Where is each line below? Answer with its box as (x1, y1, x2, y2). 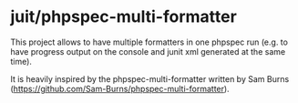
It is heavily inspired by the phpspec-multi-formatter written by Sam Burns (10, 73, 290, 84)
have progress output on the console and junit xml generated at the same (10, 46, 286, 57)
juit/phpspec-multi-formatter (10, 6, 238, 27)
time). (10, 56, 33, 67)
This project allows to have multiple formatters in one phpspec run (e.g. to (10, 36, 288, 47)
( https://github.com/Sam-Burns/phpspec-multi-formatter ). (10, 83, 231, 94)
